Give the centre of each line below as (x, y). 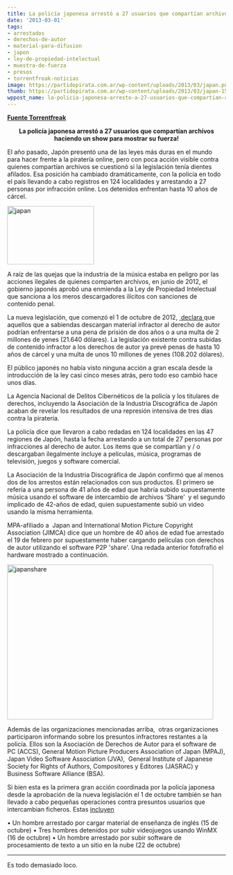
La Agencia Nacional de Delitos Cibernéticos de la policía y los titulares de (113, 396)
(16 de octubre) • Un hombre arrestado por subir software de (94, 837)
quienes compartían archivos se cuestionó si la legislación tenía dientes (110, 167)
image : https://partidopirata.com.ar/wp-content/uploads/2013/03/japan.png (119, 85)
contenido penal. (31, 304)
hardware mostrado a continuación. (58, 555)
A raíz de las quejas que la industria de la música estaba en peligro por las (113, 274)
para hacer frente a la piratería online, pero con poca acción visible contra (113, 159)
